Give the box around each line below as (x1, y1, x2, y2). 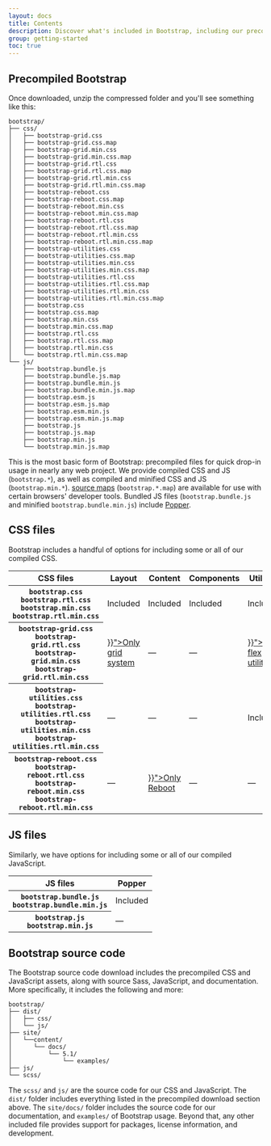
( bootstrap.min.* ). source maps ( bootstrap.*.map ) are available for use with (8, 482, 262, 492)
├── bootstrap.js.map (23, 428, 95, 436)
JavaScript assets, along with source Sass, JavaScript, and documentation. (8, 976, 259, 986)
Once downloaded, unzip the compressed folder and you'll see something (8, 93, 254, 103)
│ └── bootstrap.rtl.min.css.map (8, 351, 128, 359)
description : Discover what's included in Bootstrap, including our (8, 27, 244, 35)
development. (8, 1128, 54, 1138)
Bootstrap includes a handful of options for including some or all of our (8, 545, 244, 554)
